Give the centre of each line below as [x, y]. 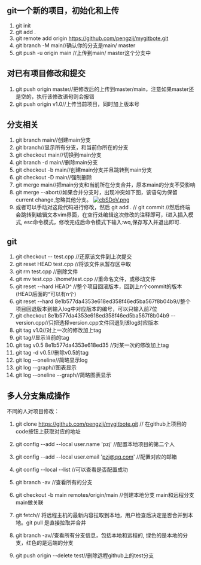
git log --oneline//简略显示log [51, 360]
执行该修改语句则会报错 [65, 96]
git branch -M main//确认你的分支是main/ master [75, 45]
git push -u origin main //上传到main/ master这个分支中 [83, 53]
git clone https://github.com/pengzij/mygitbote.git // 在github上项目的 [101, 424]
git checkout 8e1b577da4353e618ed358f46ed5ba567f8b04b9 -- [95, 316]
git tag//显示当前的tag [42, 338]
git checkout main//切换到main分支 [58, 155]
